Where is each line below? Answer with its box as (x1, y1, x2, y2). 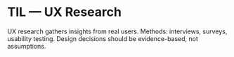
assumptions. (7, 42, 46, 50)
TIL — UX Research (7, 4, 122, 20)
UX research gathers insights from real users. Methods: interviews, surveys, (7, 27, 228, 35)
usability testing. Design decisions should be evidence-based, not (7, 34, 199, 42)
